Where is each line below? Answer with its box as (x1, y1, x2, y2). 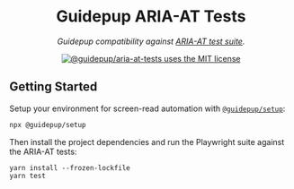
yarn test (9, 171, 47, 180)
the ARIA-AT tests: (9, 146, 77, 157)
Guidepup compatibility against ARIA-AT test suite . (57, 36, 245, 47)
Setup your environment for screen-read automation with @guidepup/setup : (9, 103, 286, 114)
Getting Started (9, 79, 98, 95)
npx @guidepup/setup (9, 120, 87, 129)
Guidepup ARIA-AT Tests (56, 6, 246, 27)
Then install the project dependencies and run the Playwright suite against (9, 136, 285, 147)
